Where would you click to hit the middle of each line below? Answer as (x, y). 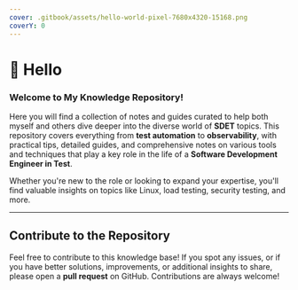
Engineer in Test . (41, 163)
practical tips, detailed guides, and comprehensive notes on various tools (143, 145)
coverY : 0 (27, 26)
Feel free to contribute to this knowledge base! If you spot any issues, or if (145, 257)
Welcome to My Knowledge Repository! (96, 97)
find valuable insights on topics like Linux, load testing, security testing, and (148, 190)
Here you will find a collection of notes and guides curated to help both (139, 116)
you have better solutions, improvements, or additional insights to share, (141, 266)
